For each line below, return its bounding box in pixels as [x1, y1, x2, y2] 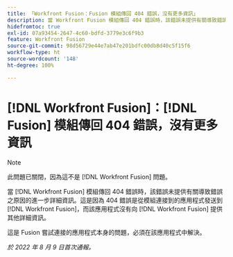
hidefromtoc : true [7, 23, 60, 30]
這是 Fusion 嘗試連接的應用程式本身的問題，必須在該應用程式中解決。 [7, 228, 206, 236]
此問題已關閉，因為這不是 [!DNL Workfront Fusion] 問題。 [7, 172, 172, 181]
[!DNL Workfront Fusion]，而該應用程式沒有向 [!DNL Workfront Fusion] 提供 [7, 204, 223, 213]
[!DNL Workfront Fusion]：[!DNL [7, 100, 198, 115]
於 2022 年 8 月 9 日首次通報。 [7, 242, 95, 251]
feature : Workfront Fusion [7, 36, 85, 43]
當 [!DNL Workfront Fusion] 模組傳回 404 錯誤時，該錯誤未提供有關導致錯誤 [7, 187, 223, 195]
